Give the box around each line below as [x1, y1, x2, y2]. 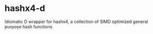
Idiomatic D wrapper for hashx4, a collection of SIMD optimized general [4, 19, 148, 24]
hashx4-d [4, 3, 45, 14]
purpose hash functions [4, 23, 53, 29]
